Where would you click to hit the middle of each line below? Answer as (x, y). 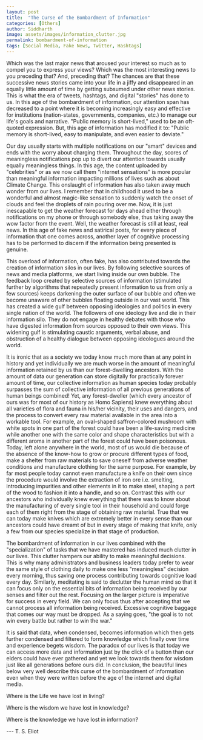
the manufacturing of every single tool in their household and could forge (98, 505)
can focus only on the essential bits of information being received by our (97, 588)
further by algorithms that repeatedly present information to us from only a (99, 287)
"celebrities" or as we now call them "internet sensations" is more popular (98, 171)
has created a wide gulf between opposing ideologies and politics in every (99, 306)
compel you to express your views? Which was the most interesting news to (101, 69)
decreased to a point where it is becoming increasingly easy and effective (98, 108)
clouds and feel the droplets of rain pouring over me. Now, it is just (89, 204)
